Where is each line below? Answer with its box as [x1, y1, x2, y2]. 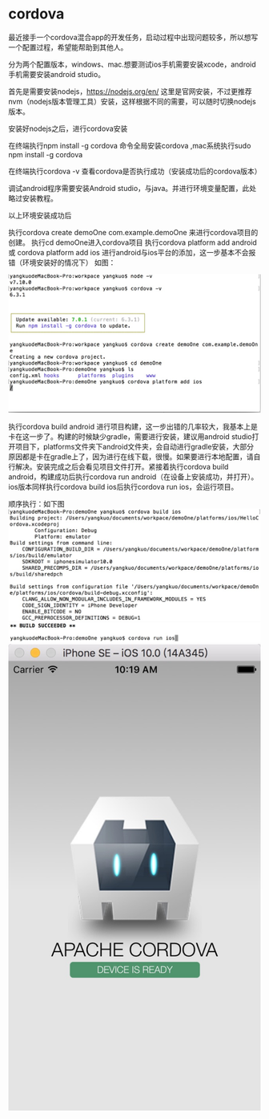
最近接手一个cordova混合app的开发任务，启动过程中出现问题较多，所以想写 [8, 32, 259, 42]
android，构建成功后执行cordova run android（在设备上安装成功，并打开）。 [8, 472, 259, 482]
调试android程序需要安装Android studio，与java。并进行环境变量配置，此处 [8, 183, 257, 193]
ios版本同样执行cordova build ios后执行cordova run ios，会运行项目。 [8, 482, 239, 492]
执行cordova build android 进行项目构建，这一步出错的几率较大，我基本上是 [8, 422, 258, 432]
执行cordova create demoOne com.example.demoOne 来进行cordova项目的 [8, 227, 259, 237]
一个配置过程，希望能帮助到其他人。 [8, 42, 128, 52]
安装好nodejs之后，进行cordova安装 [8, 124, 128, 133]
